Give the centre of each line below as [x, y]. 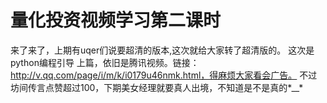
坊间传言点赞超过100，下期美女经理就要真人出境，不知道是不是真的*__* [157, 87]
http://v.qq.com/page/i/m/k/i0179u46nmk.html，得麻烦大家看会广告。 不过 [164, 75]
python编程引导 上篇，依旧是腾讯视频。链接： [105, 62]
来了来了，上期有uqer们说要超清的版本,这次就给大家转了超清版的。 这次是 [162, 50]
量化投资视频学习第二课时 [116, 20]
